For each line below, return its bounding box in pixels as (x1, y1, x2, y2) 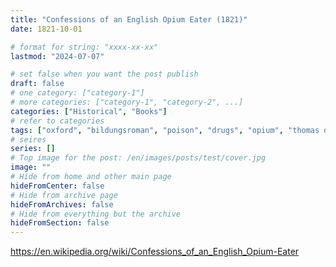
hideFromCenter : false (10, 181, 105, 191)
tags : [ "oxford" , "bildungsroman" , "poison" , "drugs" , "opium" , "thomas (10, 125, 320, 135)
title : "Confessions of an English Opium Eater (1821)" (10, 14, 248, 25)
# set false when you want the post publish (10, 69, 199, 80)
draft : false (10, 79, 65, 89)
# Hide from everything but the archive (10, 209, 182, 219)
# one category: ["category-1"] (10, 88, 145, 98)
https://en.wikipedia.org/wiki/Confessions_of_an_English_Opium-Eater (10, 246, 300, 258)
